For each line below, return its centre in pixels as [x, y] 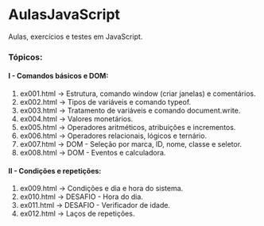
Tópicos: [25, 57]
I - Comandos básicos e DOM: [58, 76]
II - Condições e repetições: [55, 170]
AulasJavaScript [64, 15]
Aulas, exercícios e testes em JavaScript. [76, 36]
